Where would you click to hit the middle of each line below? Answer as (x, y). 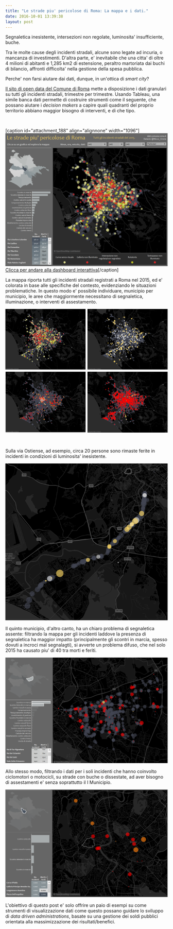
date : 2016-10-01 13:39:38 (34, 16)
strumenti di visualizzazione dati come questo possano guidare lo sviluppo (84, 910)
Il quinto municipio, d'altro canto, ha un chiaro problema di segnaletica (80, 629)
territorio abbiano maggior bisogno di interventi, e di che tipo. (70, 111)
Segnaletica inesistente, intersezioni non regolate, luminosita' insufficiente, (85, 37)
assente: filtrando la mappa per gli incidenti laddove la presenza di (76, 634)
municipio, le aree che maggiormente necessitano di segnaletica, (74, 297)
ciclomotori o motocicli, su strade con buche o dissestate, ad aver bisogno (84, 777)
